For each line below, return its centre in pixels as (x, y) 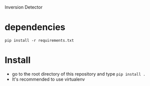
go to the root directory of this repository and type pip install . (78, 74)
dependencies (35, 27)
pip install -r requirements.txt (39, 40)
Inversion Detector (24, 7)
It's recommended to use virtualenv (48, 79)
